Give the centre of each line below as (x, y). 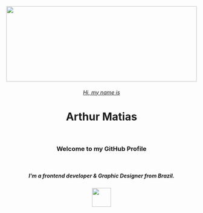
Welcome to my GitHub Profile (101, 149)
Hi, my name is (101, 92)
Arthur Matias (101, 116)
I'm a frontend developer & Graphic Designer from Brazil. (101, 176)
